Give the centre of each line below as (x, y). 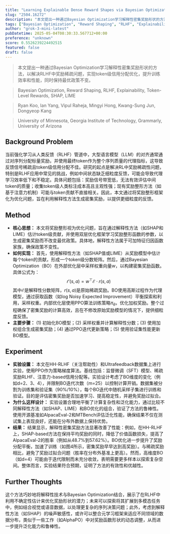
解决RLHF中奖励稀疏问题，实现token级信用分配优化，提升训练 (96, 73)
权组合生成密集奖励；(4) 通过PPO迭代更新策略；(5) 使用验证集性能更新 (87, 329)
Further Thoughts (34, 482)
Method (18, 215)
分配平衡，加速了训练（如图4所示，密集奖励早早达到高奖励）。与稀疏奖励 (88, 446)
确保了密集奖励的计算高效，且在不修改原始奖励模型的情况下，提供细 (88, 310)
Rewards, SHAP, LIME (53, 95)
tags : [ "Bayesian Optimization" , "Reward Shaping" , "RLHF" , (70, 24)
